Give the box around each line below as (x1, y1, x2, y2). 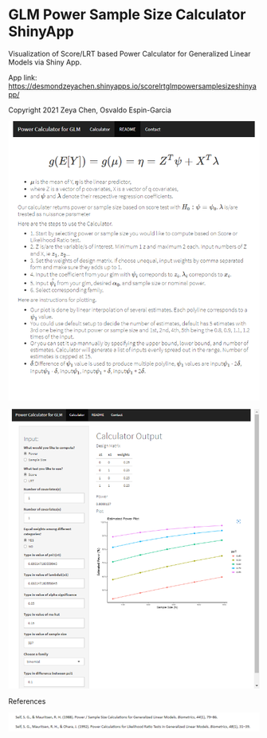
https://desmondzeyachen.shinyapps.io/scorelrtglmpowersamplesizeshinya (8, 81, 257, 91)
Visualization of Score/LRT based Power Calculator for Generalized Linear (8, 49, 251, 58)
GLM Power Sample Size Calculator (8, 6, 246, 24)
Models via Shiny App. (8, 57, 82, 67)
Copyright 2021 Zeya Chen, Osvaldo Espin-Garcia (8, 105, 171, 115)
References (8, 697, 46, 706)
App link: (8, 73, 37, 82)
